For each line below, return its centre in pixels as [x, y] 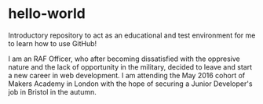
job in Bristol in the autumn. [52, 91]
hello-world [47, 14]
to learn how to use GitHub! [53, 43]
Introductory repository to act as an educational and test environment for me [132, 35]
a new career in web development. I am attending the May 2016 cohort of [127, 75]
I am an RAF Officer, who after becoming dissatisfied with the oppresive [124, 59]
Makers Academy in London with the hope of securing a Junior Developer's [130, 84]
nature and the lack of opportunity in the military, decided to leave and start [130, 66]
